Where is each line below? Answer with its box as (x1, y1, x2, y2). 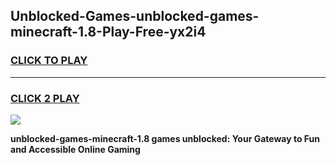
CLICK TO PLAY (10, 54, 88, 68)
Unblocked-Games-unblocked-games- (10, 8, 260, 25)
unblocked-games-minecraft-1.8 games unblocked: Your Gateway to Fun (10, 132, 321, 144)
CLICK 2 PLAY (10, 91, 80, 105)
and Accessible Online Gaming (10, 143, 141, 155)
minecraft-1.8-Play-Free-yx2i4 (10, 24, 207, 41)
